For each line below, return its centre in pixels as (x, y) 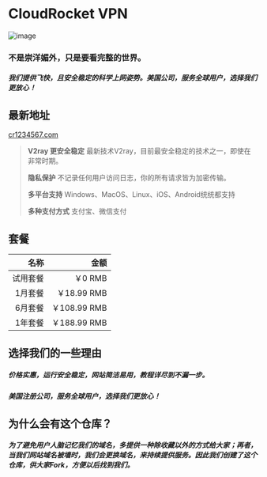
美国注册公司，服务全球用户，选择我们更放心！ (84, 396)
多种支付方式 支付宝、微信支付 (77, 211)
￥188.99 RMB (79, 323)
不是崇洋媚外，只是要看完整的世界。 (77, 58)
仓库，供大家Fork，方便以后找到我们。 (71, 465)
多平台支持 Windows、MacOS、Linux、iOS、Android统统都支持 (131, 195)
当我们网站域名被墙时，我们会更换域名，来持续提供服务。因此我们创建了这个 (133, 455)
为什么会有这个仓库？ (60, 424)
